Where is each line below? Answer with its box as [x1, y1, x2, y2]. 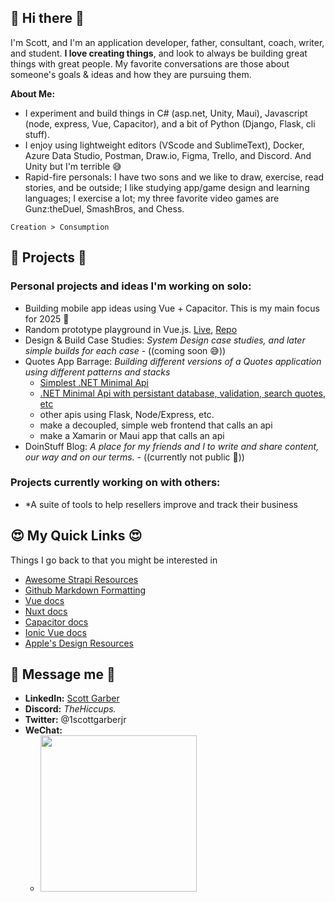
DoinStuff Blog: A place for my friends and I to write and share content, [24, 440, 320, 452]
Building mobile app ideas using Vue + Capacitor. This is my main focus [24, 302, 320, 314]
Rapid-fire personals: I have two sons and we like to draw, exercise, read [24, 171, 325, 183]
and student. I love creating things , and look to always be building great [10, 47, 308, 59]
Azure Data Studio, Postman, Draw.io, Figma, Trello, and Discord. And [24, 149, 312, 161]
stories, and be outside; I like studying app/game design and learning [24, 181, 310, 193]
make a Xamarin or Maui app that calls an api [39, 429, 225, 441]
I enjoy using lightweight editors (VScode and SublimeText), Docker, [24, 139, 305, 151]
